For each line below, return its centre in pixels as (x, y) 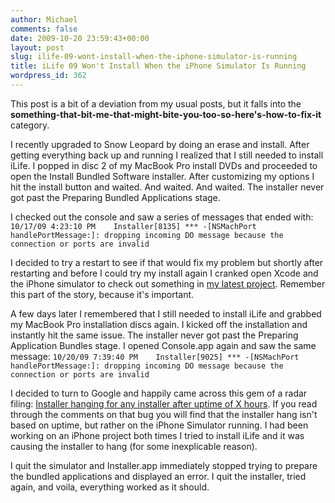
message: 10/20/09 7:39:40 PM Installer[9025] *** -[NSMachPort (155, 356)
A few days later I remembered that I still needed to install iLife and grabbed (166, 313)
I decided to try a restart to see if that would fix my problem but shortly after (167, 262)
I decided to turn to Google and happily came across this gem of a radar (159, 393)
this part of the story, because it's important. (102, 294)
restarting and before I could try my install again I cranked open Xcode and (164, 273)
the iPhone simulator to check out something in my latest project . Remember (168, 283)
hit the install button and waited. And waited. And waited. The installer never (167, 187)
